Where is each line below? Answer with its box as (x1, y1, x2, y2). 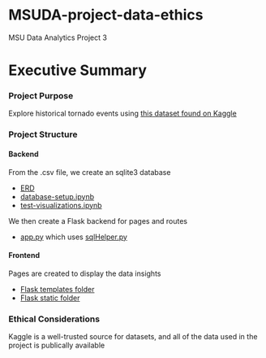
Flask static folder (19, 293, 80, 303)
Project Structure (8, 129, 78, 140)
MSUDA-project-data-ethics (8, 6, 204, 24)
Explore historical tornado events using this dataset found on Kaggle (8, 108, 237, 119)
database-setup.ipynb (19, 191, 95, 201)
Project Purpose (8, 90, 74, 102)
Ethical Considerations (8, 313, 100, 325)
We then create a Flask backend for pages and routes (8, 216, 188, 225)
